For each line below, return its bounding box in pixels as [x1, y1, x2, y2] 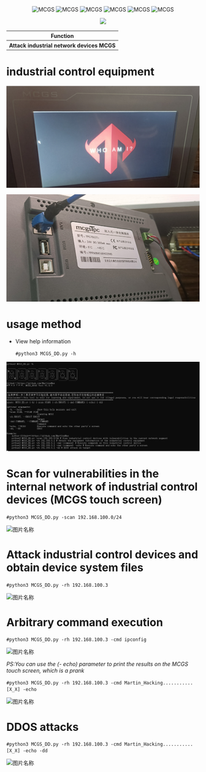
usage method [6, 318, 82, 331]
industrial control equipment [6, 65, 154, 79]
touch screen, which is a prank [6, 667, 85, 675]
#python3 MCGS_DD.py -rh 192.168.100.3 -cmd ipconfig [6, 636, 147, 643]
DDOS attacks [6, 720, 79, 734]
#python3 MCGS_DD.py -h [15, 350, 77, 357]
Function [51, 32, 74, 39]
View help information [15, 337, 71, 345]
